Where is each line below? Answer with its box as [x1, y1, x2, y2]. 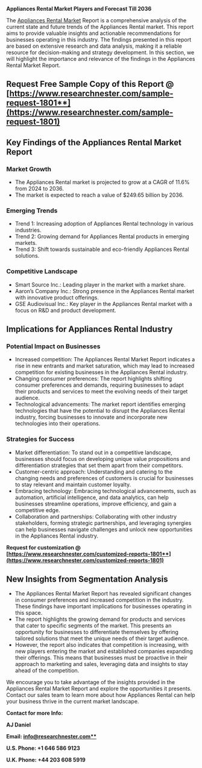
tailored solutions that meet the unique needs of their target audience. [14, 635, 189, 642]
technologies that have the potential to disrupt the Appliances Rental [14, 407, 185, 414]
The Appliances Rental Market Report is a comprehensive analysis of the [6, 17, 187, 24]
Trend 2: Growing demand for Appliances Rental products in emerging [14, 233, 189, 240]
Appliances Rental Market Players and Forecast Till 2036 [6, 5, 152, 12]
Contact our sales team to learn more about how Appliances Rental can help [6, 691, 195, 699]
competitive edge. [14, 506, 60, 513]
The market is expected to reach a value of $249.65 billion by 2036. [14, 191, 184, 198]
